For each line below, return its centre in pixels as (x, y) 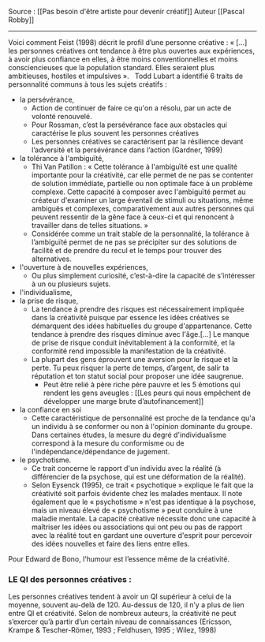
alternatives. (52, 259)
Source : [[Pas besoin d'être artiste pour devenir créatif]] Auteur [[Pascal (126, 11)
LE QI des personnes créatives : (70, 579)
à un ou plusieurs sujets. (71, 284)
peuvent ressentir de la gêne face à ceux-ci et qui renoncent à (132, 217)
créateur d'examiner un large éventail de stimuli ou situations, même (142, 200)
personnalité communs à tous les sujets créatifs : (88, 84)
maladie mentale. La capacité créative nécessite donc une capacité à (144, 519)
